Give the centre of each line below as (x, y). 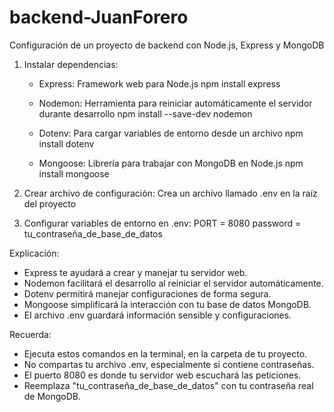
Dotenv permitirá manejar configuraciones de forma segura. (147, 293)
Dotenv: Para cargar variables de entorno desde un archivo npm (171, 133)
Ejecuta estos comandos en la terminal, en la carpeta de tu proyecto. (165, 353)
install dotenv (66, 143)
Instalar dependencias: (71, 64)
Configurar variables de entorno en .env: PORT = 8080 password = (162, 223)
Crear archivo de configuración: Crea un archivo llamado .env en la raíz (170, 193)
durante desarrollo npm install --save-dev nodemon (145, 113)
